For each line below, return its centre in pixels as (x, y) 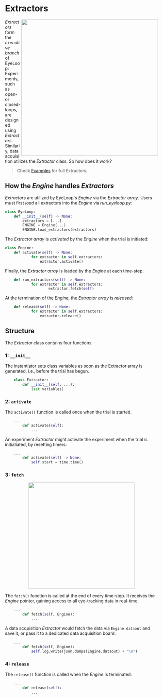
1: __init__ (18, 355)
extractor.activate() (61, 261)
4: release (17, 664)
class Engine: (19, 248)
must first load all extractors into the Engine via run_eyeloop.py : (69, 203)
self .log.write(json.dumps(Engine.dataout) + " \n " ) (84, 651)
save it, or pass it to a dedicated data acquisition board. (60, 633)
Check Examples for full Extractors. (52, 170)
